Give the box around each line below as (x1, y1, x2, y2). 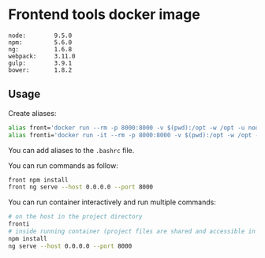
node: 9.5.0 (8, 32, 73, 39)
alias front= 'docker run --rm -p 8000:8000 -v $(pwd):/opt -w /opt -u (8, 124, 245, 132)
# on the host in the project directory (8, 213, 144, 221)
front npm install (8, 176, 69, 184)
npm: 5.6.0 (8, 38, 73, 47)
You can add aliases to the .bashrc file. (8, 145, 135, 155)
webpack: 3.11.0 (8, 52, 77, 60)
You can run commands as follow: (8, 160, 118, 170)
